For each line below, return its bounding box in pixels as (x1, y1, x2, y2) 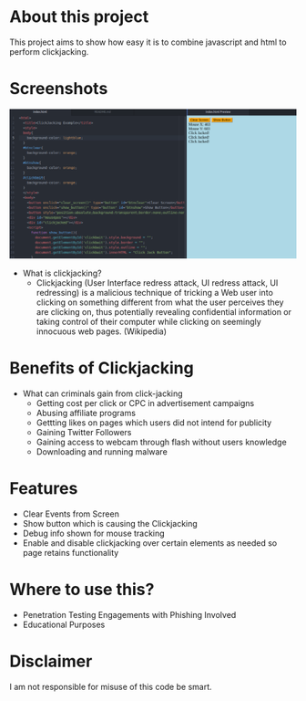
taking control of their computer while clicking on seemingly (36, 317, 261, 328)
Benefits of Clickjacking (9, 358, 194, 379)
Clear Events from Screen (22, 508, 120, 519)
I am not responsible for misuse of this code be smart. (9, 681, 212, 692)
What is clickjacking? (22, 267, 102, 279)
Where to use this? (9, 580, 155, 600)
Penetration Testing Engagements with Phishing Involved (22, 610, 237, 621)
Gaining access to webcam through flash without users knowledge (36, 436, 287, 448)
